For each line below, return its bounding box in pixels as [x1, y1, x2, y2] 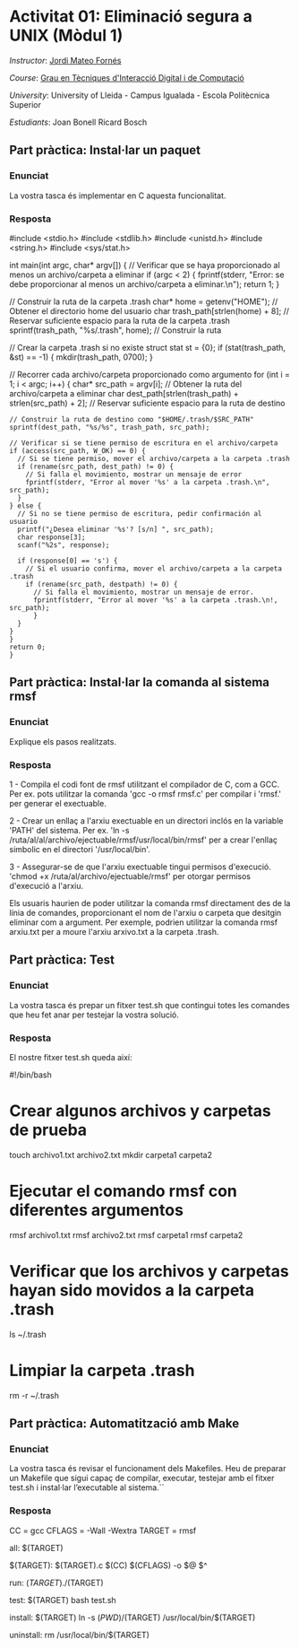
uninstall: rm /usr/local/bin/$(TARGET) [9, 1629, 150, 1640]
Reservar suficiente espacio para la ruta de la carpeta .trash [9, 315, 231, 326]
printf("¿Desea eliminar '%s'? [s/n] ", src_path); [17, 525, 215, 534]
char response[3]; [17, 532, 87, 542]
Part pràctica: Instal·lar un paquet [9, 143, 201, 158]
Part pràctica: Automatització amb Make [9, 1416, 240, 1432]
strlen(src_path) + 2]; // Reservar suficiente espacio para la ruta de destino [9, 397, 286, 408]
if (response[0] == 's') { [17, 556, 118, 565]
